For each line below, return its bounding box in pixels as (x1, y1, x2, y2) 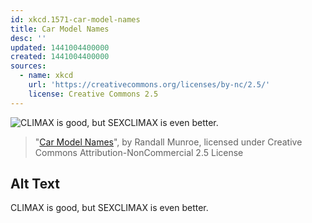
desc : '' (10, 33, 47, 43)
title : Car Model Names (10, 24, 110, 34)
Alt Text (10, 176, 60, 193)
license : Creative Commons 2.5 (28, 89, 159, 99)
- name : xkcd (19, 71, 74, 81)
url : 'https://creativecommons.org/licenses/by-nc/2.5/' (28, 80, 271, 90)
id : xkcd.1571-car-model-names (10, 14, 141, 25)
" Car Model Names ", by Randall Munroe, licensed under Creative (34, 136, 303, 148)
